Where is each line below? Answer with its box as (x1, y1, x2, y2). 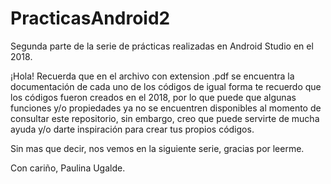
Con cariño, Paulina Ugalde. (10, 162, 126, 174)
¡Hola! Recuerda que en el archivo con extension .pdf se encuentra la (10, 70, 295, 82)
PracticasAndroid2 (10, 7, 171, 30)
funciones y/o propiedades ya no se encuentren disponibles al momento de (10, 102, 322, 114)
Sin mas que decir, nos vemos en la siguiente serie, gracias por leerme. (10, 142, 305, 154)
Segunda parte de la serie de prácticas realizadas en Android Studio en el (10, 40, 314, 52)
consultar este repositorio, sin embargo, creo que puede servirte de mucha (10, 112, 320, 124)
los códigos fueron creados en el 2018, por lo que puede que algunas (10, 91, 297, 103)
